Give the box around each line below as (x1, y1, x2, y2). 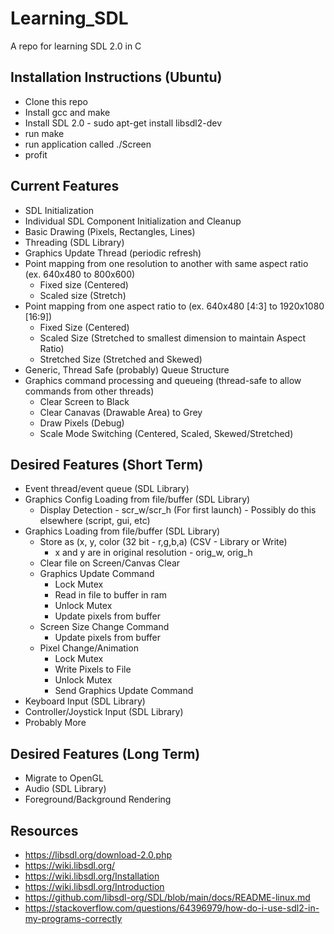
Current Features (10, 178, 120, 195)
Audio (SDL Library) (24, 783, 107, 795)
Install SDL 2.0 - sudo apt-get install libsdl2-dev (24, 117, 223, 129)
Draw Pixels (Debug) (39, 417, 125, 429)
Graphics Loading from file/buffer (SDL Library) (24, 525, 221, 537)
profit (24, 148, 48, 161)
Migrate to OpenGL (24, 772, 104, 784)
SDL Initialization (24, 204, 95, 216)
